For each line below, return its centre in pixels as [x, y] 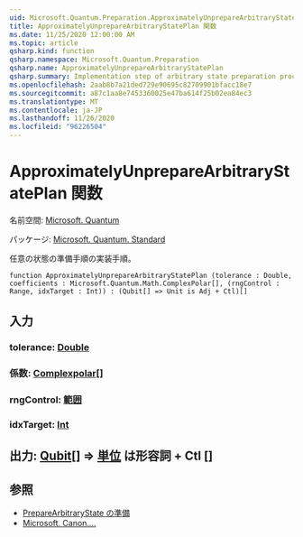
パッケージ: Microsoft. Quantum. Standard [87, 239]
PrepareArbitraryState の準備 [76, 513]
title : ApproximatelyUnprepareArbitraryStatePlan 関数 [113, 26]
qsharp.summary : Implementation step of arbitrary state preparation [143, 77]
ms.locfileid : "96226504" [58, 127]
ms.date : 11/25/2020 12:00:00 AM [72, 34]
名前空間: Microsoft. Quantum [64, 220]
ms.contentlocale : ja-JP [56, 110]
